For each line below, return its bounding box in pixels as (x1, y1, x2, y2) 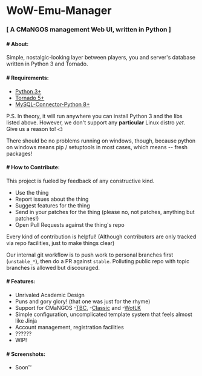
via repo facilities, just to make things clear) (6, 239, 115, 246)
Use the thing (15, 189, 49, 196)
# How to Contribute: (6, 164, 60, 171)
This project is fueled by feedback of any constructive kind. (6, 177, 155, 184)
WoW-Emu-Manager (6, 4, 112, 18)
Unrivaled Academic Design (15, 291, 85, 298)
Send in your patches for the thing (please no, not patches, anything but (15, 208, 195, 215)
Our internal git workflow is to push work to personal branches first (6, 251, 174, 258)
